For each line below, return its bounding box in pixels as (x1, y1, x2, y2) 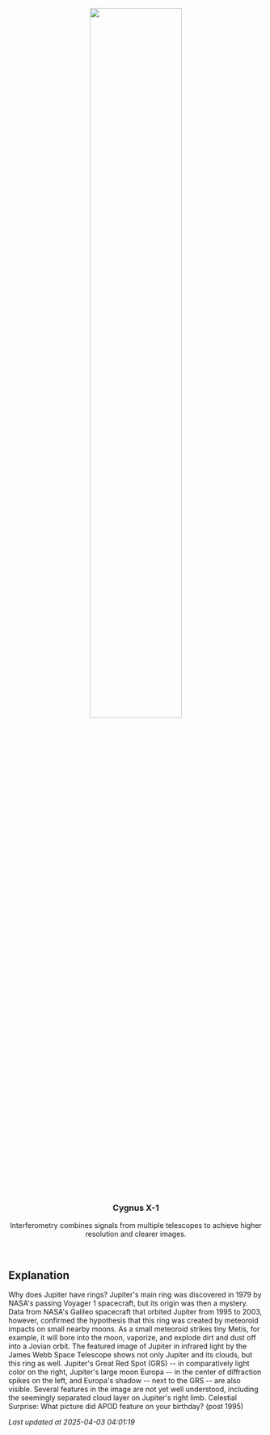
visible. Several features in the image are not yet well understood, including (8, 1384, 259, 1395)
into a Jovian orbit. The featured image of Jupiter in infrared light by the (8, 1341, 247, 1351)
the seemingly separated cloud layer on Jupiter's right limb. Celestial (8, 1393, 237, 1403)
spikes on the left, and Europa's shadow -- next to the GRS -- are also (8, 1376, 241, 1386)
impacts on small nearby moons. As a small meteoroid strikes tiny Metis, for (8, 1324, 260, 1334)
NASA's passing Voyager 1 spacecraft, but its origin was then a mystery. (8, 1298, 248, 1308)
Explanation (8, 1268, 70, 1282)
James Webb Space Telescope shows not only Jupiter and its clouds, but (8, 1350, 253, 1360)
